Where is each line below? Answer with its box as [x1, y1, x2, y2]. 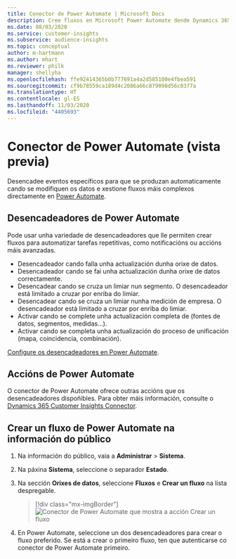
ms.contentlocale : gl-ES [7, 96, 80, 103]
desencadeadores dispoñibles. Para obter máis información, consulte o [7, 394, 214, 403]
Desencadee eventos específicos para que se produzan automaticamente [7, 176, 221, 185]
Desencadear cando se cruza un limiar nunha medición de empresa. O [17, 297, 222, 305]
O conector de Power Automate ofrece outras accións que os [7, 387, 185, 395]
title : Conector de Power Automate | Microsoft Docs [7, 10, 165, 18]
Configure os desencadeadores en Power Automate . [7, 347, 159, 356]
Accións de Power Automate [7, 368, 135, 380]
